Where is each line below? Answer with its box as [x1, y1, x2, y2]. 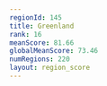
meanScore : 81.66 [9, 38, 75, 47]
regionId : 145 [9, 13, 63, 22]
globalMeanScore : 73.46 [9, 47, 99, 56]
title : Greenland [9, 21, 75, 30]
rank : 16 [9, 30, 42, 39]
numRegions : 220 [9, 55, 70, 64]
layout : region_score [9, 64, 91, 73]
